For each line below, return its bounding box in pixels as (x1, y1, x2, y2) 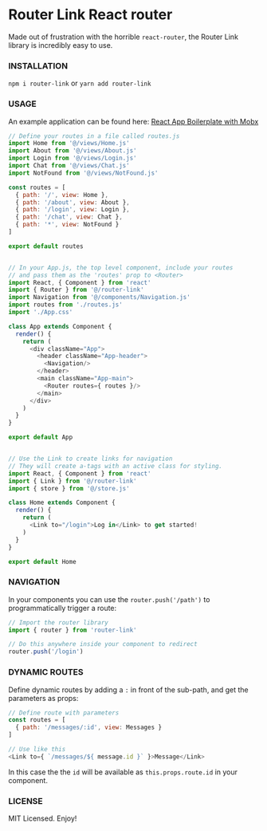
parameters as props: (8, 693, 79, 703)
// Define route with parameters (8, 708, 120, 717)
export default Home (8, 557, 77, 565)
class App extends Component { (8, 322, 112, 330)
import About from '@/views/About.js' (8, 147, 137, 155)
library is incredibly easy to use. (8, 40, 113, 49)
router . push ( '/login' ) (8, 648, 84, 656)
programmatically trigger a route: (8, 603, 117, 612)
